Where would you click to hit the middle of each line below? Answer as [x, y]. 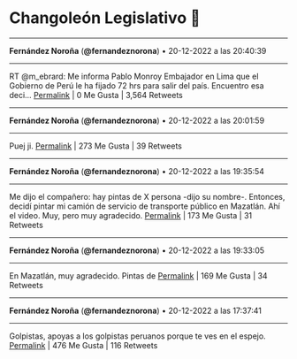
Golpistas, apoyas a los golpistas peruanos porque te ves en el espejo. [138, 336]
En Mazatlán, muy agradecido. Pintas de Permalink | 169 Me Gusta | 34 [138, 275]
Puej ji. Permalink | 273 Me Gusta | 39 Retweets [96, 146]
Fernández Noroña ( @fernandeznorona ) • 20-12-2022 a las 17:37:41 [136, 310]
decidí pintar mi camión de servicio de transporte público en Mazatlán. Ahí [145, 206]
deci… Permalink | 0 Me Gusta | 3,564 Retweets [96, 95]
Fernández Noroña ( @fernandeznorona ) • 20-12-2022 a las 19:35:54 [137, 171]
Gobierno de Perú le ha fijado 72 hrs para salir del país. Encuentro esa [137, 85]
